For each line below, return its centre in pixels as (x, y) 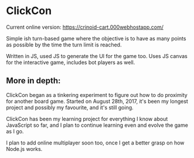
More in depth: (33, 81)
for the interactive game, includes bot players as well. (71, 62)
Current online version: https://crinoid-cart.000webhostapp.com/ (85, 27)
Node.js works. (24, 149)
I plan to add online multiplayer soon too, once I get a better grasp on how (95, 143)
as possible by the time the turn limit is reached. (64, 45)
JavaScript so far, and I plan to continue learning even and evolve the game (97, 125)
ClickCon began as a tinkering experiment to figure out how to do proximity (97, 95)
